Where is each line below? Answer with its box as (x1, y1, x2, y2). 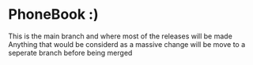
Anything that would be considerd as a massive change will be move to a (8, 39, 246, 49)
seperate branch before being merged (8, 48, 133, 57)
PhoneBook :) (8, 5, 99, 23)
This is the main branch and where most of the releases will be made (8, 31, 233, 41)
